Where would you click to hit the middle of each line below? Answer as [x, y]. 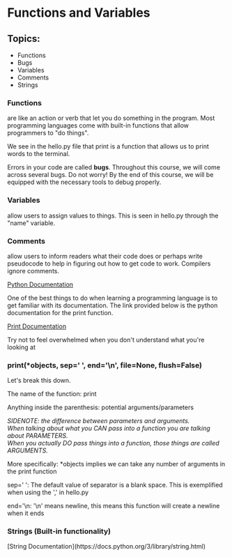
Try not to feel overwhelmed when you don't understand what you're [106, 339]
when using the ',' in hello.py [48, 492]
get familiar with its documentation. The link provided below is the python [113, 305]
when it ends [26, 513]
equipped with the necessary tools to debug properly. [84, 182]
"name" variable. [31, 223]
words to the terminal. [39, 154]
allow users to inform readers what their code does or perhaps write [105, 256]
